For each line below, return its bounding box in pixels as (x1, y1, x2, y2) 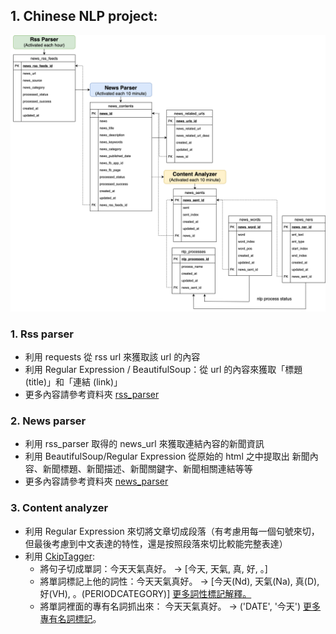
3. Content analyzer (10, 501, 109, 515)
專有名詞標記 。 (39, 612, 102, 624)
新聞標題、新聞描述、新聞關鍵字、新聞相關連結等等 (42, 463, 253, 475)
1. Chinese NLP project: (10, 8, 158, 25)
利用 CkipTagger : (24, 550, 96, 562)
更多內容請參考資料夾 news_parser (24, 475, 169, 488)
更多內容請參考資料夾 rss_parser (24, 389, 160, 401)
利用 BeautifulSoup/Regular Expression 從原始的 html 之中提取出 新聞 (24, 450, 310, 463)
